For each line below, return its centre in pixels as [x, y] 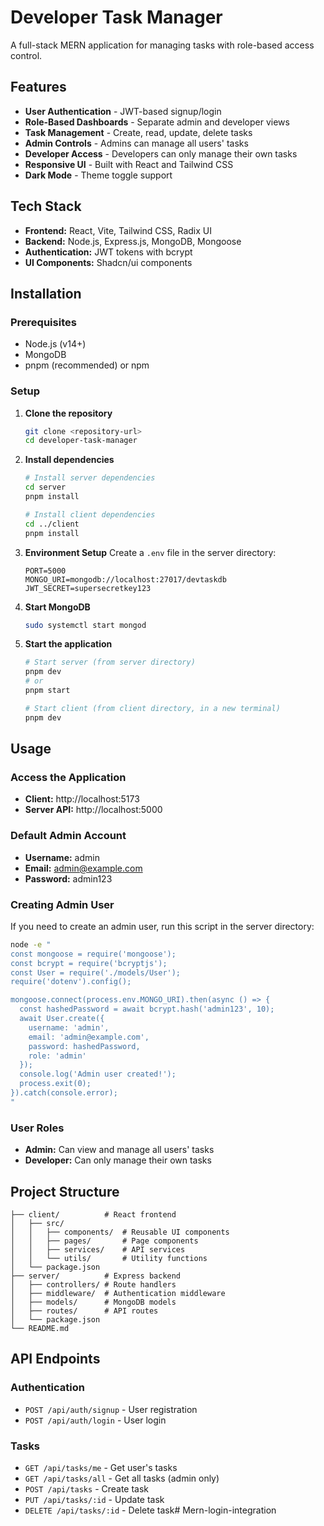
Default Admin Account [68, 836]
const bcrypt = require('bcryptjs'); [89, 963]
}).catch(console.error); [64, 1093]
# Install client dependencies [90, 514]
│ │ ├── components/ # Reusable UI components [120, 1232]
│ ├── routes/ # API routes [84, 1311]
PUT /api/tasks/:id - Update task [94, 1499]
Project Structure [65, 1191]
